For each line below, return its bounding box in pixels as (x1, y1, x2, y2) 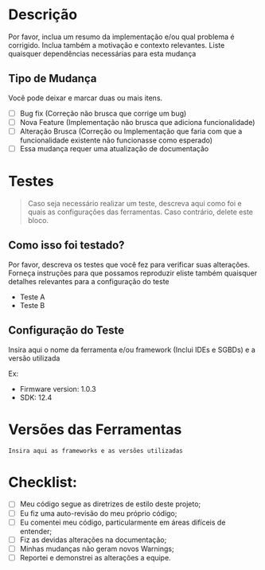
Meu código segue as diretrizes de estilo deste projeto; (19, 499, 201, 509)
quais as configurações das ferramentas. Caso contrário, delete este (27, 207, 253, 217)
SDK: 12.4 (19, 392, 53, 402)
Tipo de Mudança (8, 72, 97, 85)
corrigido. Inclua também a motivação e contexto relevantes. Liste (8, 40, 225, 49)
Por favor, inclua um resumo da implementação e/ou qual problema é (8, 32, 235, 41)
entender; (19, 526, 53, 536)
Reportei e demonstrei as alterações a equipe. (19, 552, 171, 562)
